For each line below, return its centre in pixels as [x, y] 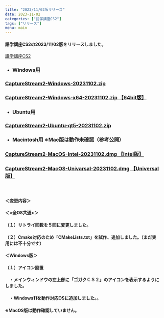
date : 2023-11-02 [23, 14]
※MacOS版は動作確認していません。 [42, 310]
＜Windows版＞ [21, 256]
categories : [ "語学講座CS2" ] [33, 19]
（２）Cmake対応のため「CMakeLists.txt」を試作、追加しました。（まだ [79, 237]
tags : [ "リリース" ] [23, 23]
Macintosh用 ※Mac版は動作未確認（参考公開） [68, 140]
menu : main [16, 28]
